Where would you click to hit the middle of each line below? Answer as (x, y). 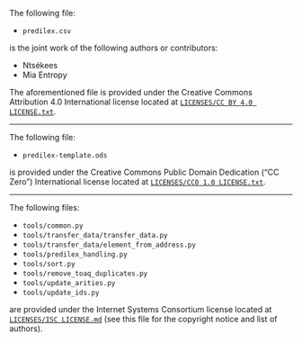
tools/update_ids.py (61, 292)
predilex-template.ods (65, 156)
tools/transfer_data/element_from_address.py (109, 245)
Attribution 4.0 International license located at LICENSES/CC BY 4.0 (131, 102)
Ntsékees (40, 65)
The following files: (44, 207)
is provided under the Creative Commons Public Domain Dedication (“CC (144, 172)
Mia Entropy (44, 75)
